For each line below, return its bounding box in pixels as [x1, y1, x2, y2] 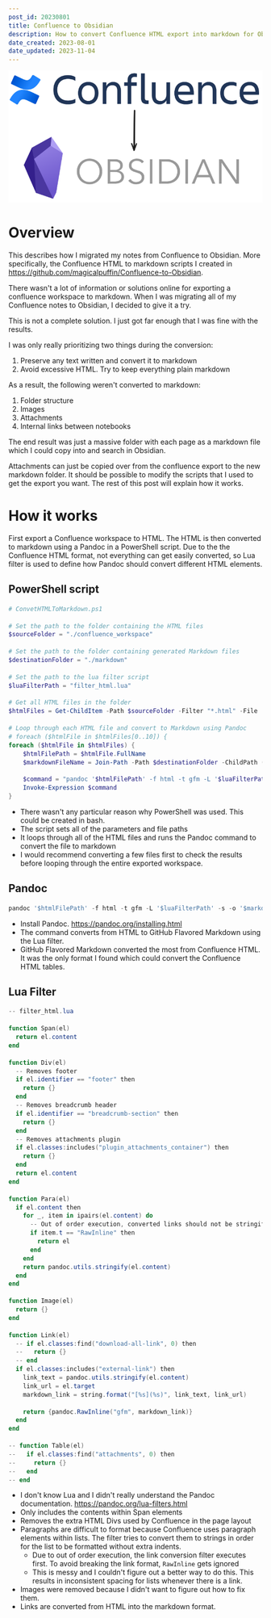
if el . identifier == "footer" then [15, 1075, 135, 1084]
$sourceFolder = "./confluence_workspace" [8, 631, 153, 639]
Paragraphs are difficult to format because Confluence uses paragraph [19, 1524, 256, 1534]
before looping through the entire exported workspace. [19, 858, 203, 868]
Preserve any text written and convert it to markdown [19, 356, 198, 366]
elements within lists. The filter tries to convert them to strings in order [19, 1533, 254, 1543]
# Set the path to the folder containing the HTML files [8, 622, 204, 630]
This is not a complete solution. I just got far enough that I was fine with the [8, 316, 259, 326]
